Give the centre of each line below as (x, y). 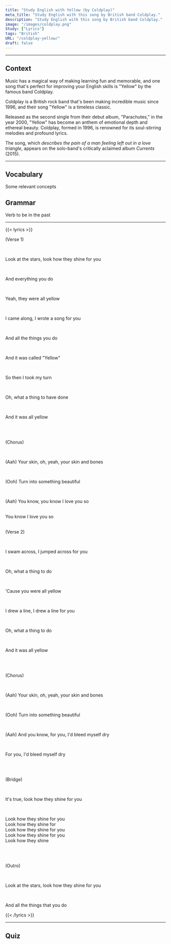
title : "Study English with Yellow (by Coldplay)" (60, 10)
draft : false (19, 43)
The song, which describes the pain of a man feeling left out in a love (78, 143)
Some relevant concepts (31, 187)
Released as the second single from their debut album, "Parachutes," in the (84, 117)
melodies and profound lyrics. (37, 133)
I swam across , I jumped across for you (47, 552)
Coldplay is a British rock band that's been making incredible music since (82, 101)
